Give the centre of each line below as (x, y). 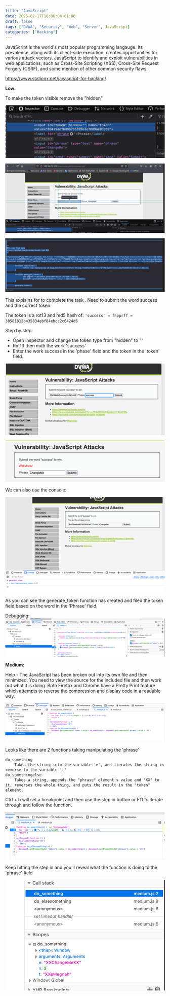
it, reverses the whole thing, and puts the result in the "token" (78, 785)
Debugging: (17, 616)
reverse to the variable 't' (36, 770)
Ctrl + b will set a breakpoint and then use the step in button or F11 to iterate (84, 800)
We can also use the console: (36, 490)
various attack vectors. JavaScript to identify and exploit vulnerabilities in (81, 58)
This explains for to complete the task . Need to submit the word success (81, 300)
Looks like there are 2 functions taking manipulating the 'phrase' (72, 750)
